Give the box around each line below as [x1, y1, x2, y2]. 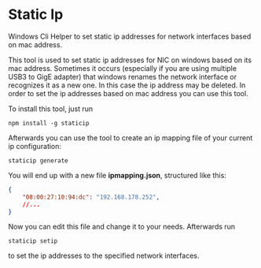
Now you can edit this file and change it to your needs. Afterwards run [8, 222, 236, 232]
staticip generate [8, 156, 68, 165]
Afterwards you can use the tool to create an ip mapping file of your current [8, 132, 253, 143]
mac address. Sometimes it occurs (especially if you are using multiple [8, 63, 237, 73]
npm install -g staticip [8, 119, 90, 127]
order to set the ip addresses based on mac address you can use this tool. [8, 88, 249, 98]
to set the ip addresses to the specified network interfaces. [8, 251, 200, 261]
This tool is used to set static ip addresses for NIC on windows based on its [8, 55, 252, 65]
